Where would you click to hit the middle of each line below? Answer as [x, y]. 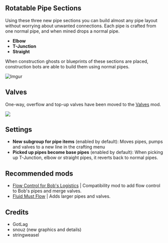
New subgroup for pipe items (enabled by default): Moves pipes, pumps [88, 142]
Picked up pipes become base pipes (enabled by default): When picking [88, 152]
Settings [19, 130]
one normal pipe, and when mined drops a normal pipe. [62, 31]
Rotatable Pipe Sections [43, 8]
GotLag [20, 224]
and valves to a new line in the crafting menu [59, 147]
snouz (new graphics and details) [47, 230]
